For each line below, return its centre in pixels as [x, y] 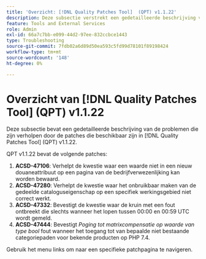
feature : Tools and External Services [56, 23]
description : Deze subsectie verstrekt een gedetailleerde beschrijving [101, 18]
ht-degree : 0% [25, 63]
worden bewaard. [37, 179]
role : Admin [21, 29]
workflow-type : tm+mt [34, 52]
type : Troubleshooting [35, 41]
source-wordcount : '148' [38, 58]
